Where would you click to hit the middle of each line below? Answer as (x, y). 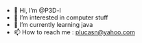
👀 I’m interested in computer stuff (61, 17)
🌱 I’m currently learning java (53, 25)
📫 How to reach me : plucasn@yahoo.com (74, 32)
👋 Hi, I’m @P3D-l (37, 10)
